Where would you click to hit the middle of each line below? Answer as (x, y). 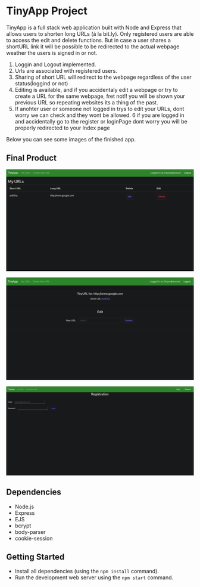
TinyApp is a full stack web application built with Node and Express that (94, 27)
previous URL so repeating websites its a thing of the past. (86, 102)
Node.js (24, 506)
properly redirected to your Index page (62, 128)
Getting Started (35, 557)
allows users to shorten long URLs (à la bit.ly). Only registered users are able (100, 33)
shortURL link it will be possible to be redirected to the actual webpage (93, 47)
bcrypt (23, 526)
